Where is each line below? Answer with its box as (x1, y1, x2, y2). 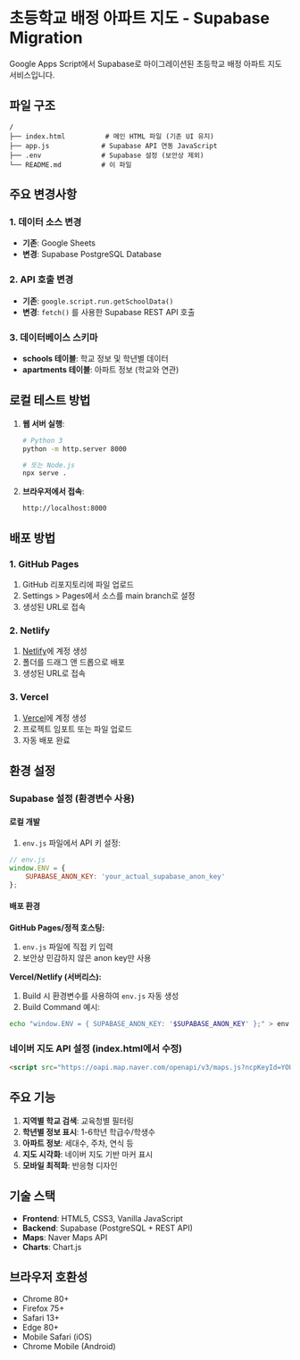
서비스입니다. (9, 69, 55, 80)
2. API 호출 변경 (9, 273, 74, 286)
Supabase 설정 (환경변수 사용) (9, 792, 136, 805)
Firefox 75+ (21, 1303, 65, 1314)
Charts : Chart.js (21, 1241, 82, 1252)
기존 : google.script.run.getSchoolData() (21, 296, 174, 306)
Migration (9, 28, 83, 48)
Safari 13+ (21, 1313, 60, 1323)
